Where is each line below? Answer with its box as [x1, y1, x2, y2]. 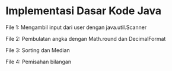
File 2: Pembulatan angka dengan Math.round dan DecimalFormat [5, 35, 166, 42]
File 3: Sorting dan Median [5, 46, 70, 54]
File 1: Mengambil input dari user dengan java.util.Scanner [5, 24, 147, 31]
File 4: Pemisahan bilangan [5, 58, 72, 65]
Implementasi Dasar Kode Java [5, 4, 162, 18]
